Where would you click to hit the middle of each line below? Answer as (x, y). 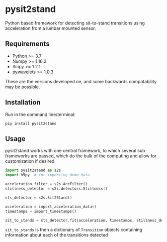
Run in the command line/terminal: (40, 114)
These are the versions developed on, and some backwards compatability (81, 81)
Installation (23, 102)
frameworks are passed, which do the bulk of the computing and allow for (81, 156)
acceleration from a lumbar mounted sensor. (50, 28)
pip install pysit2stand (31, 123)
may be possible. (23, 87)
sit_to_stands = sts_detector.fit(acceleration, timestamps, (70, 220)
